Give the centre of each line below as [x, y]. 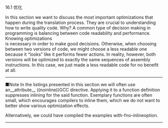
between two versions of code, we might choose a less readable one [76, 49]
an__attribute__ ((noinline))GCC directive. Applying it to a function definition [83, 90]
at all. [11, 70]
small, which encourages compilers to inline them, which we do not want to [83, 100]
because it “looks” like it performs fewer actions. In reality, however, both [80, 54]
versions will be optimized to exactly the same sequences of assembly [78, 60]
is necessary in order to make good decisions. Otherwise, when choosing [81, 44]
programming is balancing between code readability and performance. [78, 33]
